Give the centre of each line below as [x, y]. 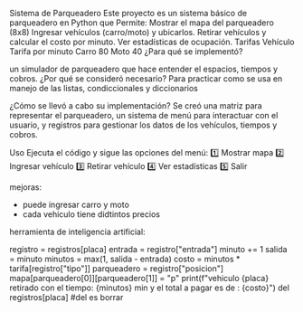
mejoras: [26, 187]
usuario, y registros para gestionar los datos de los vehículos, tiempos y [143, 125]
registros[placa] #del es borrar [66, 297]
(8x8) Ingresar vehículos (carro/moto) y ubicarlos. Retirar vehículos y [138, 32]
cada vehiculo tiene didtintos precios [91, 214]
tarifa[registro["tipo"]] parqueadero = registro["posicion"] [117, 269]
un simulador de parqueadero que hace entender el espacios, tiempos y [144, 69]
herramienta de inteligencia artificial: [78, 232]
